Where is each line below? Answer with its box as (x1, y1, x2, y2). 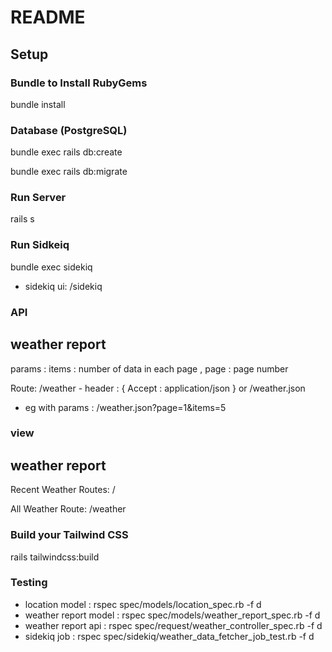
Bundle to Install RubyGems (10, 76, 148, 90)
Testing (10, 576, 48, 590)
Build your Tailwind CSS (10, 528, 129, 542)
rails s (10, 213, 35, 225)
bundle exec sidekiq (10, 261, 93, 273)
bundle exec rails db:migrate (10, 166, 128, 178)
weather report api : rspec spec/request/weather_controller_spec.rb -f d (24, 619, 323, 631)
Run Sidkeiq (10, 238, 70, 252)
